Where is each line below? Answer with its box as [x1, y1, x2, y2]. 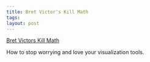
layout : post [6, 20, 40, 26]
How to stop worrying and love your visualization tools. [6, 49, 145, 56]
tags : [6, 15, 20, 21]
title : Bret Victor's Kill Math [6, 9, 88, 15]
